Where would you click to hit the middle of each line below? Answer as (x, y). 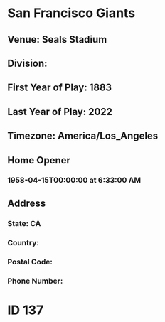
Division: (27, 63)
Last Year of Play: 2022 (60, 112)
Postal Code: (30, 262)
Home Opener (39, 160)
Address (27, 203)
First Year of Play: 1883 (60, 88)
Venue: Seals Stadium (57, 39)
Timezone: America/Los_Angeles (83, 136)
